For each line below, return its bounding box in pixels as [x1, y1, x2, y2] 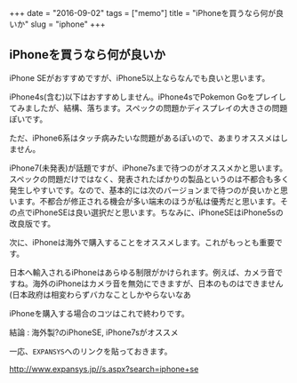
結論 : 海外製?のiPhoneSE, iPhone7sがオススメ [9, 327, 180, 338]
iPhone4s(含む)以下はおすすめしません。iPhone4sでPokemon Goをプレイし [9, 92, 287, 102]
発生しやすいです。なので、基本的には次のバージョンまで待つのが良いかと [9, 185, 281, 195]
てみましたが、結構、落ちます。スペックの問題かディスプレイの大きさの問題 [9, 102, 288, 113]
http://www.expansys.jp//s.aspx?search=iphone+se [9, 363, 199, 374]
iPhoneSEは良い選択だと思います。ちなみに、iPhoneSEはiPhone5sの [32, 207, 284, 218]
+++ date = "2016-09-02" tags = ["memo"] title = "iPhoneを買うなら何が [9, 8, 277, 18]
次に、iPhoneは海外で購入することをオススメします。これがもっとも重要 [9, 236, 276, 247]
